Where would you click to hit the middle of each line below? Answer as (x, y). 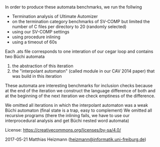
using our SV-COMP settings (41, 32)
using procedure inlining (36, 37)
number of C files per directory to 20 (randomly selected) (69, 27)
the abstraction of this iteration (43, 66)
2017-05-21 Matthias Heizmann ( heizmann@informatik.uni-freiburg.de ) (76, 139)
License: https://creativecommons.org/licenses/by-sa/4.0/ (63, 130)
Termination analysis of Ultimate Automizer (55, 16)
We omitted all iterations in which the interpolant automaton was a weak (77, 105)
